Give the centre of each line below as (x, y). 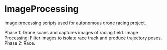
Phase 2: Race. (20, 43)
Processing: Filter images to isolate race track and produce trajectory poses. (83, 38)
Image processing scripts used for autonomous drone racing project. (75, 23)
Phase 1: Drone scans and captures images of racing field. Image (71, 32)
